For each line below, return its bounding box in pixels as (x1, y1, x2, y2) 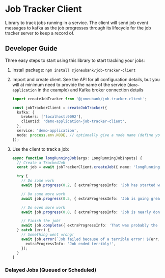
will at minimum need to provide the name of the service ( (12, 82, 129, 87)
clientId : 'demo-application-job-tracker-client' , (21, 119, 127, 124)
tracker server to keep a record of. (5, 30, 75, 36)
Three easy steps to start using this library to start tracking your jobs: (5, 57, 145, 63)
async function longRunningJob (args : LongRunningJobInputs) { (12, 156, 142, 161)
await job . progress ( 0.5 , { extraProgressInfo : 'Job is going (21, 196, 149, 201)
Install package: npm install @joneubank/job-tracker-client (12, 67, 136, 73)
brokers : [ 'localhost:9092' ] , (21, 114, 83, 119)
